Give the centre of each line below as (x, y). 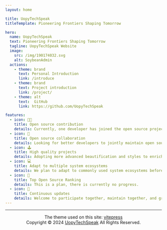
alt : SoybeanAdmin (33, 60)
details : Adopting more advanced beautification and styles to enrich (89, 157)
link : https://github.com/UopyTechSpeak (61, 106)
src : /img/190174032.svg (40, 55)
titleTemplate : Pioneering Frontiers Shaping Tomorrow (63, 23)
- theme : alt (28, 97)
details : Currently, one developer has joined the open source (81, 129)
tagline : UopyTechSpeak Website (43, 46)
